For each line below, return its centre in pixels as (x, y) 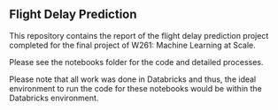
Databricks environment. (54, 98)
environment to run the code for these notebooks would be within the (136, 88)
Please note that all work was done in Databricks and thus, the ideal (133, 79)
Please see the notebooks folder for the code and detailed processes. (136, 62)
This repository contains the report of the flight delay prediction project (139, 35)
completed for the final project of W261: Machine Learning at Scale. (133, 45)
